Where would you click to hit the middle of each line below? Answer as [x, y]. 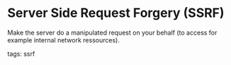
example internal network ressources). [64, 40]
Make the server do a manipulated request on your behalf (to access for [112, 32]
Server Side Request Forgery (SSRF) [116, 13]
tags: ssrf [21, 54]
